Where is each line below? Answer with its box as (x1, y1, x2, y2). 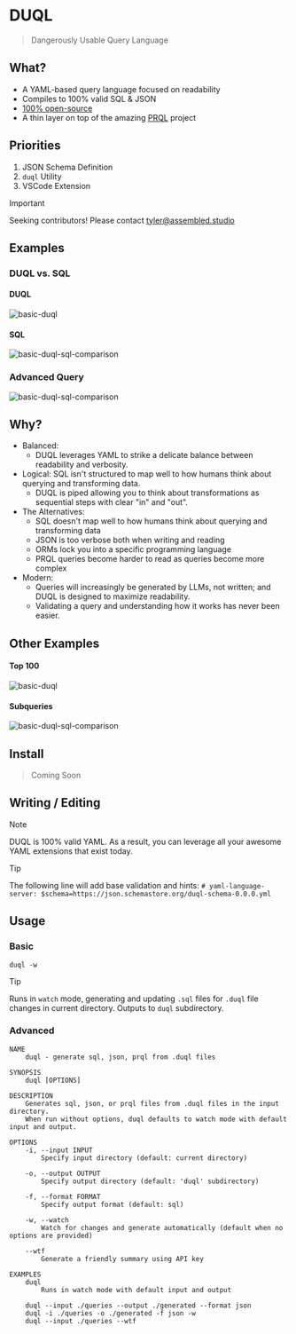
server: (9, 889, 38, 898)
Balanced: (21, 440, 59, 451)
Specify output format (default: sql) (41, 1200, 184, 1209)
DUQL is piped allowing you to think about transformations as (35, 487, 260, 498)
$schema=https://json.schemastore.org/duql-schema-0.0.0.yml (41, 889, 272, 898)
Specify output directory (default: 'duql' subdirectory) (41, 1177, 260, 1186)
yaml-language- (209, 881, 266, 890)
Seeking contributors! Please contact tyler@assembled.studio (9, 215, 235, 225)
